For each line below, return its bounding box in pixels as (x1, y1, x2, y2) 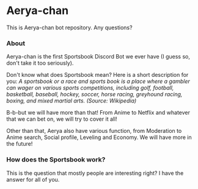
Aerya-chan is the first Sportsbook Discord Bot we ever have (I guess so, (6, 53, 191, 60)
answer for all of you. (6, 176, 60, 183)
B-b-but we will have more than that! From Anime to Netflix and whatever (6, 109, 191, 116)
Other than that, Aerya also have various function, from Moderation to (6, 127, 182, 135)
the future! (6, 140, 33, 148)
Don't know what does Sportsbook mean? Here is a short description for (6, 71, 189, 79)
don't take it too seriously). (6, 59, 74, 67)
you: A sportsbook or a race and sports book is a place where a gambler (6, 77, 191, 85)
